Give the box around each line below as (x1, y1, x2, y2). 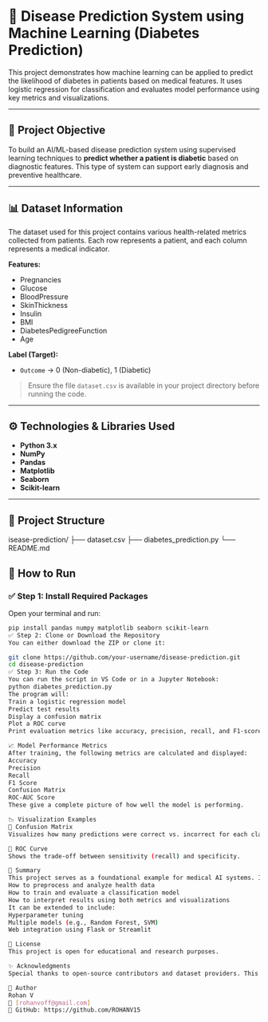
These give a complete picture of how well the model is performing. (8, 801, 245, 809)
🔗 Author (8, 984, 37, 992)
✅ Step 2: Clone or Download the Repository (8, 631, 160, 639)
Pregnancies (19, 274, 61, 284)
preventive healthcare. (8, 170, 82, 180)
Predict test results (8, 705, 81, 713)
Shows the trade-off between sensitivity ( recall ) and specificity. (8, 852, 241, 860)
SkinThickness (19, 300, 68, 310)
